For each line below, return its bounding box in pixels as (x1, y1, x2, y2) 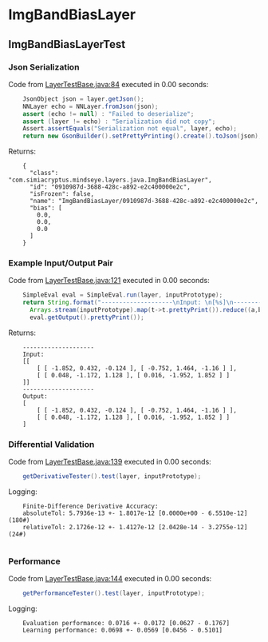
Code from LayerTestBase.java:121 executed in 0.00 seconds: (8, 276, 210, 285)
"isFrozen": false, (29, 190, 94, 198)
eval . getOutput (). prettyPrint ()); (29, 313, 145, 321)
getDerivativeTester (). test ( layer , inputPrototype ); (22, 473, 202, 481)
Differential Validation (8, 438, 95, 449)
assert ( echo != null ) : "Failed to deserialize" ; (22, 110, 195, 118)
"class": (29, 169, 59, 177)
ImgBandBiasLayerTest (8, 38, 126, 51)
